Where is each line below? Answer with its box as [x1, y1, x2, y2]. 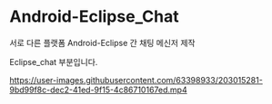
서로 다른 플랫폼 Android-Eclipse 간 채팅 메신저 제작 [9, 37, 196, 48]
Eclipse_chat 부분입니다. [9, 56, 98, 67]
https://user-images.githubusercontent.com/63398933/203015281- [9, 74, 264, 85]
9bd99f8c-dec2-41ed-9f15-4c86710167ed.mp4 [9, 84, 188, 95]
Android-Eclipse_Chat [9, 6, 179, 27]
